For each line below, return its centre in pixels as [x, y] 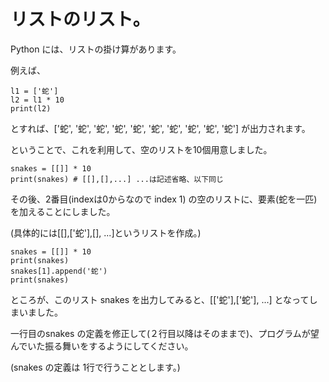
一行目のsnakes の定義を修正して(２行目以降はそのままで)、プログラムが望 [165, 333]
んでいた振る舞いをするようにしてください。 [102, 346]
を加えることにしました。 [63, 211]
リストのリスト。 [80, 19]
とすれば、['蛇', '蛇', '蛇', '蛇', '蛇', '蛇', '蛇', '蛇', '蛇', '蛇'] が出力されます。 [160, 128]
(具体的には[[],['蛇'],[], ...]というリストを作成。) [106, 232]
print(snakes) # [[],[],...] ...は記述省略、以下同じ [117, 179]
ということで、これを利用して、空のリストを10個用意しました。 [141, 149]
